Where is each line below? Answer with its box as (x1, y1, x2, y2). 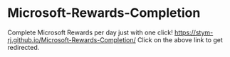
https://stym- (174, 28, 214, 37)
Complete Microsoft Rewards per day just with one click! (7, 28, 173, 37)
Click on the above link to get (137, 35, 223, 44)
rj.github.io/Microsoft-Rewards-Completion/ (7, 35, 137, 44)
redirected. (7, 43, 40, 51)
